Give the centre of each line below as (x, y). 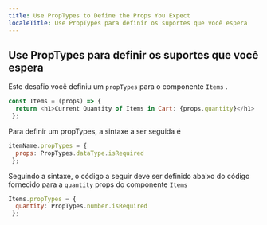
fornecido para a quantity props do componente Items (98, 184)
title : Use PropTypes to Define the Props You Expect (100, 16)
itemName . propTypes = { (48, 145)
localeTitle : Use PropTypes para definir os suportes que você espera (128, 23)
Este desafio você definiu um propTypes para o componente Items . (118, 87)
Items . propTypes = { (43, 199)
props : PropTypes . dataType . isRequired (80, 153)
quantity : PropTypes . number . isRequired (82, 206)
